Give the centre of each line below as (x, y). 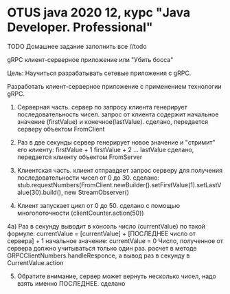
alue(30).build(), (40, 192)
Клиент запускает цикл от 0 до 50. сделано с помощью (99, 205)
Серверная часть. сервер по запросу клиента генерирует (102, 107)
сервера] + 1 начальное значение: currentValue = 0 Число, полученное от (115, 241)
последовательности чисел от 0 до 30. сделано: (88, 178)
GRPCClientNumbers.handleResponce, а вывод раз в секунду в (99, 255)
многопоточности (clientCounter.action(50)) (80, 213)
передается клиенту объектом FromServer (80, 157)
